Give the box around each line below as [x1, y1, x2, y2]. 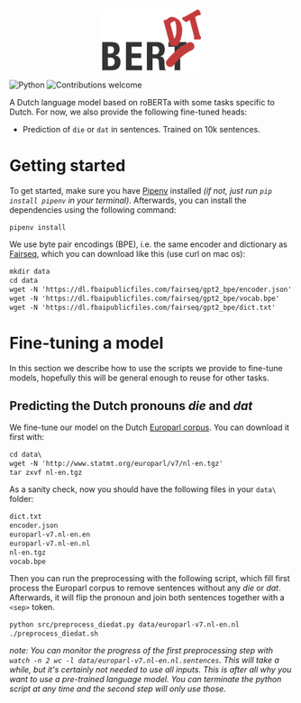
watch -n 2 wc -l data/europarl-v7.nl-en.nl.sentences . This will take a [9, 654, 279, 666]
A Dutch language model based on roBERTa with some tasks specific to [9, 96, 275, 107]
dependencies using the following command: [9, 204, 177, 215]
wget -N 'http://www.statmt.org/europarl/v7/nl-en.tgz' [9, 460, 223, 469]
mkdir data [9, 267, 50, 276]
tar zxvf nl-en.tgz [9, 469, 83, 478]
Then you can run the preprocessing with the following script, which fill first [9, 573, 290, 584]
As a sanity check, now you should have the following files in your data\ [9, 484, 277, 495]
